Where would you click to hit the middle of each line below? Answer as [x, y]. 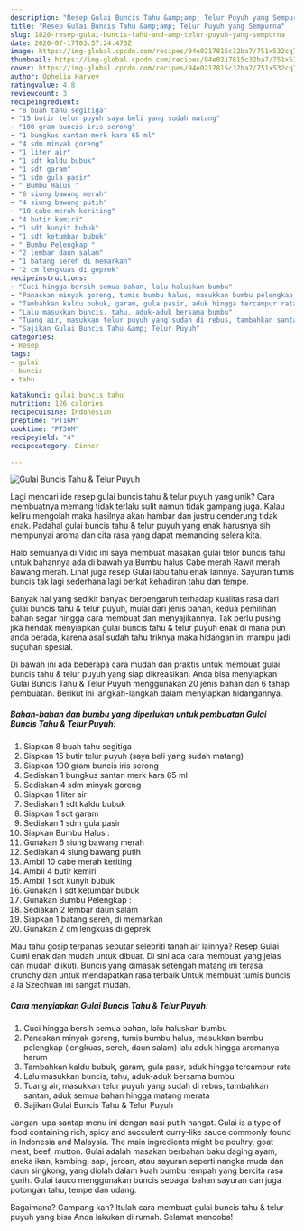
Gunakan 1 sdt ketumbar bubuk [81, 890]
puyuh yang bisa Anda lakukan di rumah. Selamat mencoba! [122, 1217]
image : [23, 52]
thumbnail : [31, 60]
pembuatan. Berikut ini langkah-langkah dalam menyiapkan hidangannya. [147, 693]
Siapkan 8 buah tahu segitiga [77, 747]
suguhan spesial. [42, 647]
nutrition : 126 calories [57, 404]
